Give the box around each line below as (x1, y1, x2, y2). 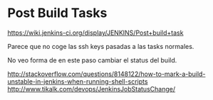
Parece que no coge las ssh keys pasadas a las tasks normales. (7, 42, 194, 50)
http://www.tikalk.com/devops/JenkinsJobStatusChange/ (7, 84, 176, 93)
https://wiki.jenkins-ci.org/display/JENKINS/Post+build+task (7, 28, 184, 37)
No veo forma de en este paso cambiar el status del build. (7, 55, 177, 65)
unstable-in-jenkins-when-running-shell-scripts (7, 77, 148, 86)
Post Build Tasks (7, 5, 108, 21)
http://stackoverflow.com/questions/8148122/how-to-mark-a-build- (7, 70, 206, 78)
